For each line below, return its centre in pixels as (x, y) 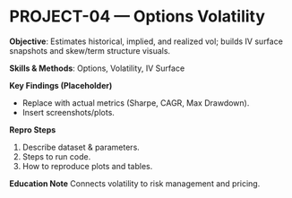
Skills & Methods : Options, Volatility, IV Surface (97, 68)
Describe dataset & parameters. (81, 147)
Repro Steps (33, 129)
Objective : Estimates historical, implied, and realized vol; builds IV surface (146, 41)
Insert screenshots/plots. (68, 112)
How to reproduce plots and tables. (87, 166)
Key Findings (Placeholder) (61, 85)
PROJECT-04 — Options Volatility (137, 17)
